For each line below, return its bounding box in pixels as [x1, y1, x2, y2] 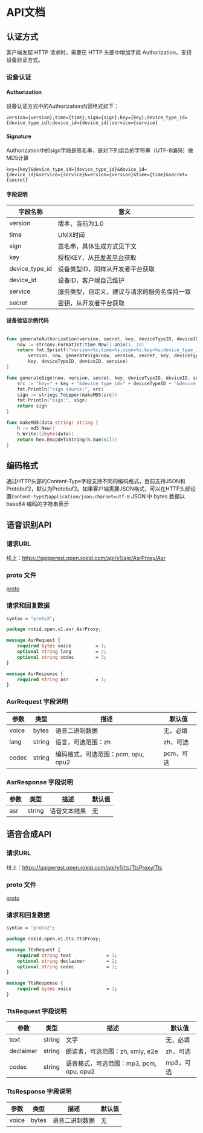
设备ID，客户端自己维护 [57, 276, 125, 285]
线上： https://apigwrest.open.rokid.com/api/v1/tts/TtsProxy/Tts [6, 864, 163, 871]
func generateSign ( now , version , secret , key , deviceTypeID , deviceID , [6, 375, 190, 381]
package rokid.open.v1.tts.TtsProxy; [6, 936, 101, 942]
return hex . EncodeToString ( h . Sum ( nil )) [17, 437, 118, 443]
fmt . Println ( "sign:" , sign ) [17, 397, 88, 403]
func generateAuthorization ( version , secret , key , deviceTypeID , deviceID [6, 335, 199, 342]
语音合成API [6, 829, 52, 839]
